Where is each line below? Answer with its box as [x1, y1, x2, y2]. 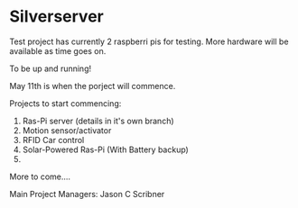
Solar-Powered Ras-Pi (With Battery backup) [22, 144, 190, 155]
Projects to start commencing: [9, 97, 122, 109]
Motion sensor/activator [22, 124, 112, 136]
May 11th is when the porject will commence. [9, 80, 176, 91]
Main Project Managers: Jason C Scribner [9, 188, 165, 199]
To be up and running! [9, 63, 92, 74]
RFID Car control [22, 134, 85, 145]
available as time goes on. [9, 45, 107, 56]
